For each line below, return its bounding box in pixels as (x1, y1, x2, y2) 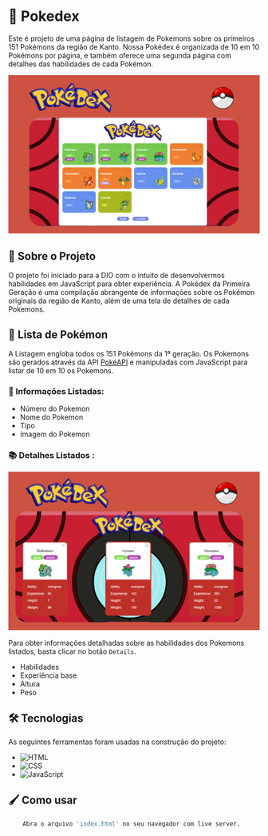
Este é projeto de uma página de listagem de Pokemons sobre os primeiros (8, 34, 255, 43)
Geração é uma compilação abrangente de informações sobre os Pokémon (8, 288, 255, 297)
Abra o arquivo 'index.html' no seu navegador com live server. (22, 819, 241, 828)
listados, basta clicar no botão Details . (8, 647, 136, 656)
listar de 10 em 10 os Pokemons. (8, 366, 114, 376)
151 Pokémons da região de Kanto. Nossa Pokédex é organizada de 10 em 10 (8, 42, 260, 51)
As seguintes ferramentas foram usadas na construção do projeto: (8, 737, 227, 746)
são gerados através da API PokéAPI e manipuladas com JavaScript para (8, 357, 248, 367)
